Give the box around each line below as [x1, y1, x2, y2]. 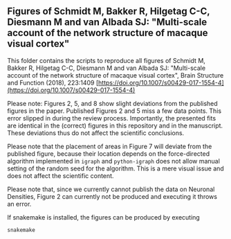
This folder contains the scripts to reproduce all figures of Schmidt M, [7, 56, 206, 64]
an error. [7, 200, 32, 208]
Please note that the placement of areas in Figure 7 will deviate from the [7, 142, 212, 150]
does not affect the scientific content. [7, 171, 114, 179]
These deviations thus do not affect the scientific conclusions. [7, 128, 185, 137]
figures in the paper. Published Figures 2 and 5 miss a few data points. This [7, 107, 222, 115]
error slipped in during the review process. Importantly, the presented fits [7, 114, 216, 122]
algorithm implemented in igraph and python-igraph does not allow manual [7, 157, 220, 165]
